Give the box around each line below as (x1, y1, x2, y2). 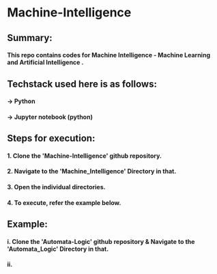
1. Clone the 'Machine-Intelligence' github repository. (7, 152, 162, 160)
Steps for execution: (7, 133, 96, 144)
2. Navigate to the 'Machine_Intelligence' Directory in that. (7, 167, 177, 176)
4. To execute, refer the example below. (7, 198, 121, 206)
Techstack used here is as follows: (7, 78, 157, 90)
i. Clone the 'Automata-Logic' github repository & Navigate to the (7, 237, 195, 245)
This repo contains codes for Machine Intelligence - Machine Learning (7, 51, 210, 59)
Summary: (7, 32, 53, 44)
